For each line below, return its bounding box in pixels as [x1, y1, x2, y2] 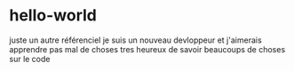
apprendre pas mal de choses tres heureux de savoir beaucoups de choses [9, 43, 286, 54]
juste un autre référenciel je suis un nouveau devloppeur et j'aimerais [9, 35, 262, 45]
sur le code [9, 53, 51, 64]
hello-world [9, 5, 98, 26]
